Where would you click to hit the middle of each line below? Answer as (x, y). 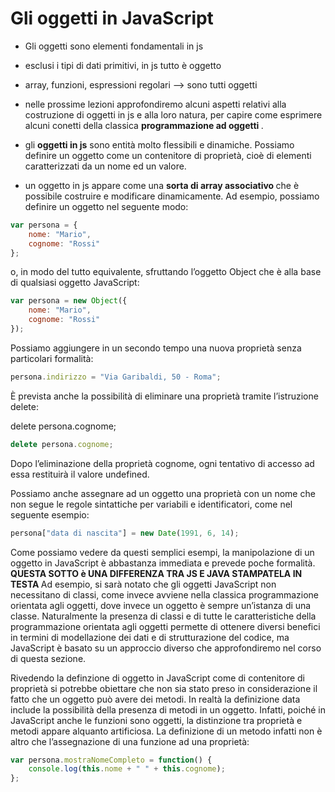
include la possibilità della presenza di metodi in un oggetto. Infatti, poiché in (168, 709)
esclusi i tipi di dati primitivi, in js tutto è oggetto (123, 65)
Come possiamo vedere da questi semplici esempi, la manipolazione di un (162, 552)
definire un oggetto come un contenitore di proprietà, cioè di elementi (168, 155)
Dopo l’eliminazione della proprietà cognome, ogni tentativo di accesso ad (162, 463)
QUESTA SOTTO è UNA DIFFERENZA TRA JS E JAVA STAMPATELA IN (156, 573)
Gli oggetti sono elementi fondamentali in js (114, 46)
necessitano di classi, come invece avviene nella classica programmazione (164, 594)
